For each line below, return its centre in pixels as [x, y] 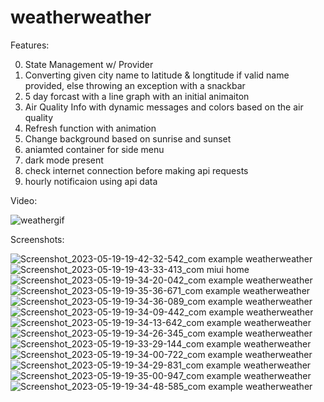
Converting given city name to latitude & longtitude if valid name [157, 75]
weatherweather [81, 17]
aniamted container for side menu [94, 149]
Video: [24, 200]
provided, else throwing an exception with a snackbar [135, 85]
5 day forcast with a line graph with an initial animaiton [137, 96]
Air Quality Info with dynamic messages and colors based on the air [164, 107]
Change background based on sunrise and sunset [128, 138]
